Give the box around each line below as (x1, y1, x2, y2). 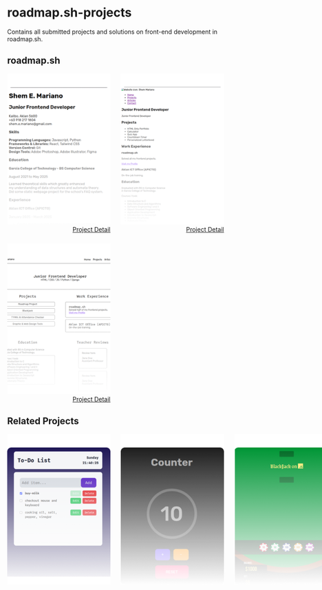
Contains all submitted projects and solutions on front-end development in (7, 28, 218, 36)
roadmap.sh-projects (7, 5, 132, 21)
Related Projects (7, 415, 79, 427)
